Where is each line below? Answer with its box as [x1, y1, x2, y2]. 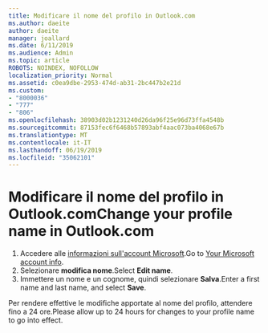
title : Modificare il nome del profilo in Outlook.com [8, 11, 196, 20]
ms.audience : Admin [8, 49, 74, 57]
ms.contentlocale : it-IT [8, 138, 91, 147]
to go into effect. [8, 315, 63, 325]
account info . [19, 258, 64, 267]
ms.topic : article [8, 57, 70, 65]
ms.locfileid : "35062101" [8, 153, 95, 161]
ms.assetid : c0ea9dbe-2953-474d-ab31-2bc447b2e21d [8, 79, 181, 87]
